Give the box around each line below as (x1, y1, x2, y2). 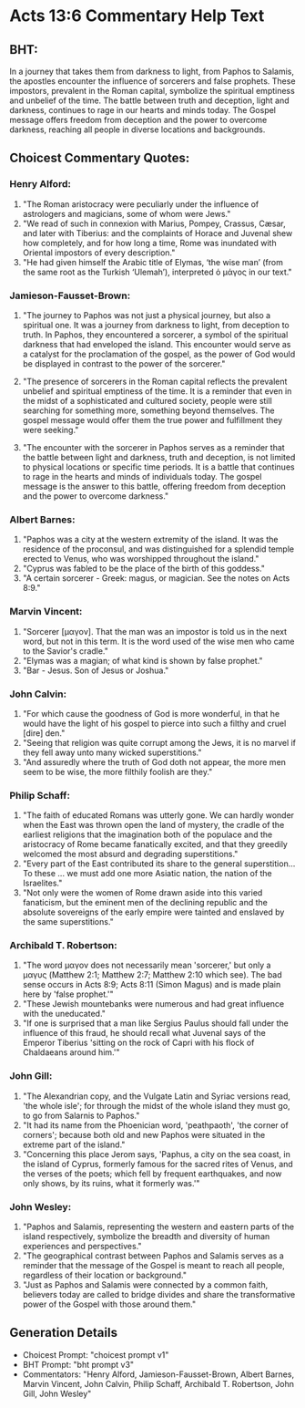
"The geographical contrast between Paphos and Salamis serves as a (22, 1250, 284, 1261)
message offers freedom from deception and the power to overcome (9, 115, 268, 125)
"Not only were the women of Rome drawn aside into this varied (22, 887, 263, 898)
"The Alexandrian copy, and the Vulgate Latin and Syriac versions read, (22, 1091, 291, 1102)
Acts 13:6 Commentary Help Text (9, 5, 265, 26)
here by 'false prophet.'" (22, 989, 114, 999)
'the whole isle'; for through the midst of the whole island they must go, (22, 1100, 290, 1111)
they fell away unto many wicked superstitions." (22, 747, 202, 758)
